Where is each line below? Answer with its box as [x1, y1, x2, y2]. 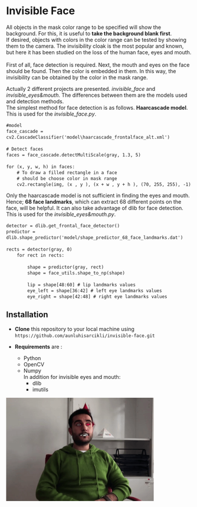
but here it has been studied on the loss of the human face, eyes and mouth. [6, 48, 192, 55]
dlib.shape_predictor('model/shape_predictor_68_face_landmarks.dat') [6, 234, 183, 240]
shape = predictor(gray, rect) [27, 264, 104, 270]
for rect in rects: [17, 252, 65, 258]
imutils [32, 385, 49, 393]
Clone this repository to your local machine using [14, 325, 134, 332]
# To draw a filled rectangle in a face [17, 169, 117, 175]
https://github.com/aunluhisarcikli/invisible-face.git [14, 332, 155, 339]
